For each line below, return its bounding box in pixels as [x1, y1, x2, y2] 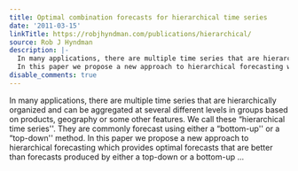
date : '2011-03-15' [9, 21, 82, 30]
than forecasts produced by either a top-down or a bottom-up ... [9, 152, 245, 162]
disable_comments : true [9, 71, 98, 80]
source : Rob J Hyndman [9, 37, 93, 47]
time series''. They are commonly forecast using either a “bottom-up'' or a [9, 123, 280, 134]
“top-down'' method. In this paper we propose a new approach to [9, 132, 249, 143]
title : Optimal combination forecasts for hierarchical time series [9, 12, 268, 22]
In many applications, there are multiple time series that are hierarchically [9, 95, 277, 105]
